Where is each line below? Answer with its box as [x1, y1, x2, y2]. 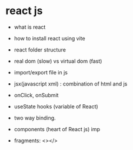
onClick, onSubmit [14, 91, 59, 98]
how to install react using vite [14, 35, 86, 42]
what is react [14, 23, 46, 30]
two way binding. [14, 114, 56, 121]
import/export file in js [14, 69, 68, 76]
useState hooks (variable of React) [14, 103, 98, 110]
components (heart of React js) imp [14, 125, 101, 132]
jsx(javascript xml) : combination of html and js [14, 80, 128, 87]
